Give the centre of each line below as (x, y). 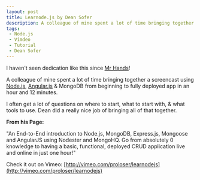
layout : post (22, 12)
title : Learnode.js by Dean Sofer (49, 17)
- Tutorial (22, 46)
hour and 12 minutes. (32, 92)
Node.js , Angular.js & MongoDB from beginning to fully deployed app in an (98, 86)
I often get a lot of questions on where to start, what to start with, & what (96, 104)
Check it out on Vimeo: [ (36, 164)
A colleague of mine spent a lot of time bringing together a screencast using (100, 79)
